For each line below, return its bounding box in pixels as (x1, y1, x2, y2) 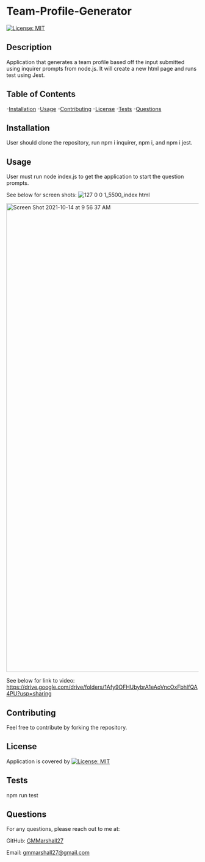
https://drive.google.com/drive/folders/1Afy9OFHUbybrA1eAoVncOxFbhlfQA (6, 683, 198, 691)
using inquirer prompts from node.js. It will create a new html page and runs (6, 65, 197, 72)
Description (6, 42, 52, 52)
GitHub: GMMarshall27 (6, 837, 64, 844)
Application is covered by (6, 758, 70, 765)
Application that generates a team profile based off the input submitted (6, 58, 185, 65)
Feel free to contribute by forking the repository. (6, 724, 128, 731)
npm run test (6, 791, 38, 799)
